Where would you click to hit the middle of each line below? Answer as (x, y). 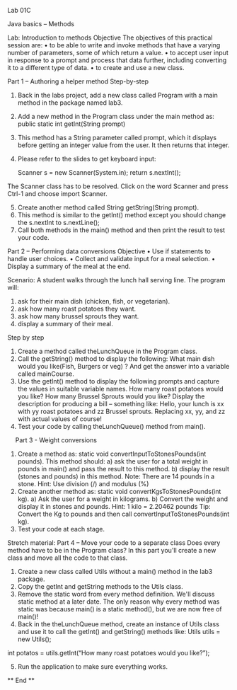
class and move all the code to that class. (68, 558)
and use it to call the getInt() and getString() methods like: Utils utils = (119, 632)
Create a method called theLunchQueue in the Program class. (108, 351)
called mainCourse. (46, 374)
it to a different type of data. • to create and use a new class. (96, 68)
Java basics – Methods (41, 24)
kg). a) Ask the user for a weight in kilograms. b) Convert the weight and (123, 499)
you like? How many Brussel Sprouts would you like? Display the (111, 396)
